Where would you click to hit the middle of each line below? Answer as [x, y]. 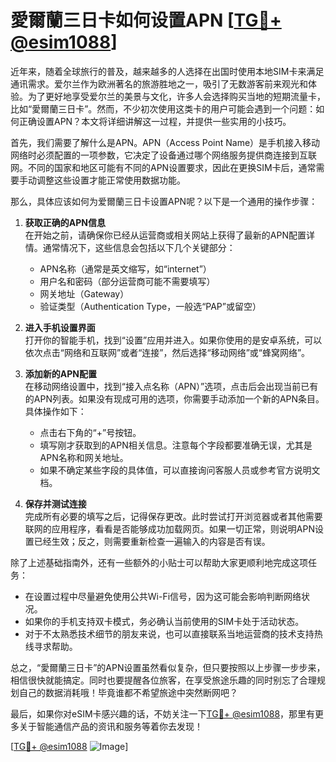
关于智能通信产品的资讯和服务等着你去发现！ [110, 726]
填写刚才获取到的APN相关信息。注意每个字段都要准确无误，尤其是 [176, 445]
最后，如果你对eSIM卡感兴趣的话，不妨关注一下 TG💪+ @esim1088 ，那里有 [163, 713]
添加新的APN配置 [60, 373]
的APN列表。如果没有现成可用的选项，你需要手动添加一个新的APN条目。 [174, 398]
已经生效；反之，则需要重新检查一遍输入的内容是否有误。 [152, 541]
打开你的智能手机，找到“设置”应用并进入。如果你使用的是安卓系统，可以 [173, 340]
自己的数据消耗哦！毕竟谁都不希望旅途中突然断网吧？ [128, 692]
